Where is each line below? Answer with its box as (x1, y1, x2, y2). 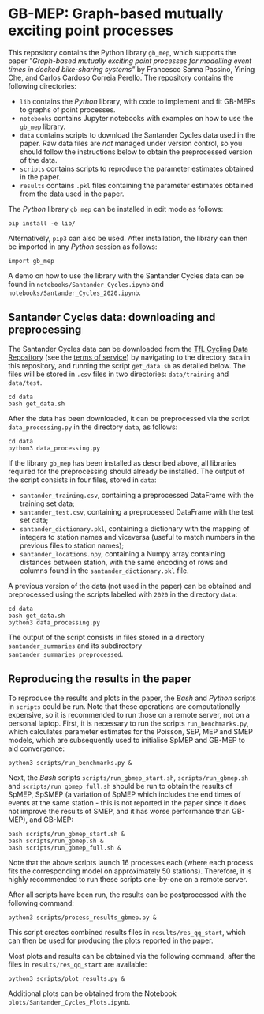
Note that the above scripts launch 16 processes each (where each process (8, 858, 254, 867)
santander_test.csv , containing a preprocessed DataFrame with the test (19, 507, 254, 516)
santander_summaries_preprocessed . (8, 649, 124, 658)
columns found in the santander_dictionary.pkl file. (19, 566, 189, 575)
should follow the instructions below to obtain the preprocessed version (19, 147, 253, 156)
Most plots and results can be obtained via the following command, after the (8, 951, 256, 960)
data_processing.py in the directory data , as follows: (8, 422, 178, 432)
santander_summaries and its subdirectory (8, 641, 143, 650)
